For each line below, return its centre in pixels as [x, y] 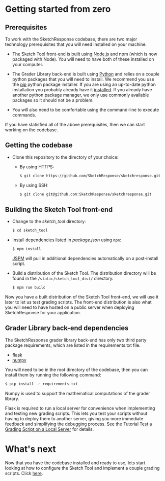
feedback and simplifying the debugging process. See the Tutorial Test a [79, 424]
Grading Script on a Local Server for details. [50, 429]
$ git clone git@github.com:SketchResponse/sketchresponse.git [86, 194]
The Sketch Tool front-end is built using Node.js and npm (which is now [85, 54]
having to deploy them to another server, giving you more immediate [74, 418]
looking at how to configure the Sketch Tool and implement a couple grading [82, 468]
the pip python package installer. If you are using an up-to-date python [84, 84]
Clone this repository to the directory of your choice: [65, 157]
